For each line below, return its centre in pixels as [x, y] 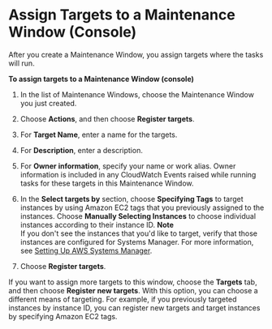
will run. [22, 63]
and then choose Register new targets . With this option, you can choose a [133, 290]
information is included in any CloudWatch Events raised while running [138, 174]
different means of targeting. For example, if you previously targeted [123, 299]
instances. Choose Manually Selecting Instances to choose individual [138, 216]
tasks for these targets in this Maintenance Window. [107, 183]
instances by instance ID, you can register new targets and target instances [134, 308]
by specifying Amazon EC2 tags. [63, 316]
